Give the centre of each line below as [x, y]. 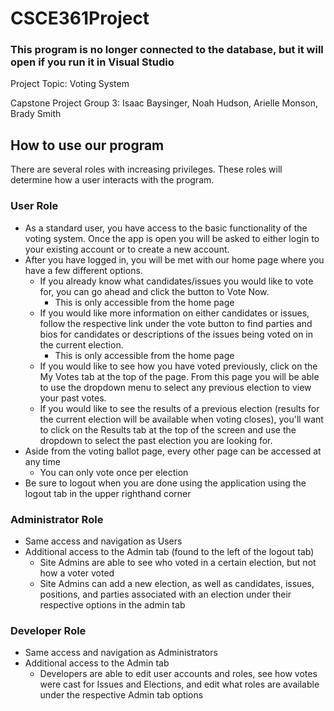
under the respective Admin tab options [121, 695]
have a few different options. [83, 270]
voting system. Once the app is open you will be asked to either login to [172, 238]
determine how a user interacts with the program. [112, 180]
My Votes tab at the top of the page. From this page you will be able [179, 376]
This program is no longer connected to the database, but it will [167, 50]
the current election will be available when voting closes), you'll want [181, 419]
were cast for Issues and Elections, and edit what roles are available [179, 684]
